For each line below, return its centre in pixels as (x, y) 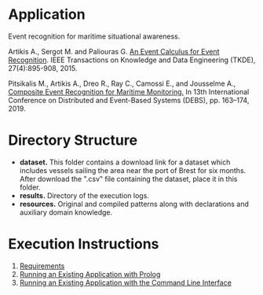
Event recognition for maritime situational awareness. (94, 36)
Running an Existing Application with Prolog (90, 274)
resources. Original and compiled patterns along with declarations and (134, 204)
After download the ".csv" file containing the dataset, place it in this (128, 179)
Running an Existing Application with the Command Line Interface (125, 282)
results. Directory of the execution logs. (84, 195)
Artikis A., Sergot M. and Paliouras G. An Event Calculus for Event (114, 51)
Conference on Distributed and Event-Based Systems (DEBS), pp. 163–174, (129, 100)
